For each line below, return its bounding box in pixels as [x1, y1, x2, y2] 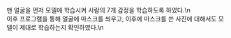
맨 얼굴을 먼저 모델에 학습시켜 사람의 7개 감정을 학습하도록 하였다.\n [6, 6, 191, 14]
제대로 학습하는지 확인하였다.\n [19, 23, 104, 31]
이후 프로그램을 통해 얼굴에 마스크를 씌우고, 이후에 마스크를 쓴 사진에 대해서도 [6, 15, 217, 23]
